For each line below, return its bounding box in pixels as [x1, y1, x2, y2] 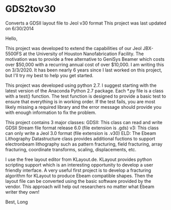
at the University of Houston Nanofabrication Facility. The [22, 51, 144, 57]
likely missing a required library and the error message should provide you [5, 104, 162, 110]
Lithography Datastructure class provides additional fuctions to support [5, 135, 156, 142]
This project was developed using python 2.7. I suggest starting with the [5, 82, 157, 88]
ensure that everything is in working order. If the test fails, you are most [5, 98, 156, 105]
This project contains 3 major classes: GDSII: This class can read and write [5, 119, 162, 125]
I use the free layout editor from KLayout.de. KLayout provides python [5, 156, 152, 162]
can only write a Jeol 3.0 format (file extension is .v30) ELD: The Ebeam [5, 130, 157, 136]
